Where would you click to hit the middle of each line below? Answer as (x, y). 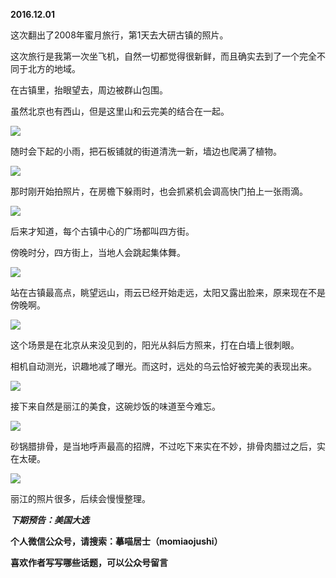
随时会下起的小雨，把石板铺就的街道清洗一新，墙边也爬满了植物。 (146, 151)
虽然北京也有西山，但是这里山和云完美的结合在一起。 (120, 111)
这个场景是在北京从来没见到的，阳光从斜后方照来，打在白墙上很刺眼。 (155, 345)
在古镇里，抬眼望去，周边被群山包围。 (89, 90)
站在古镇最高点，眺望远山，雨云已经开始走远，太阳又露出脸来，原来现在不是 (168, 292)
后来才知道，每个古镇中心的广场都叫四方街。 (102, 231)
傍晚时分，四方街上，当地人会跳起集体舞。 (98, 252)
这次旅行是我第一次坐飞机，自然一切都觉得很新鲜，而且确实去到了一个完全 (163, 56)
